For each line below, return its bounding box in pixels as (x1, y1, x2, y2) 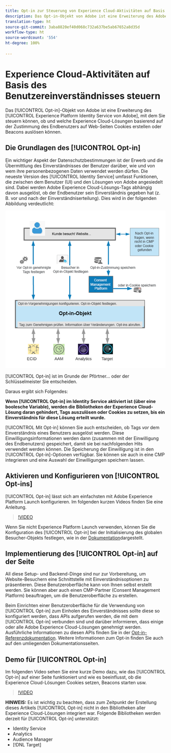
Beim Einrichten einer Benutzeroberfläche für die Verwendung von (5, 603, 145, 609)
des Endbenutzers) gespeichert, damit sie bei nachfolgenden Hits (5, 440, 143, 446)
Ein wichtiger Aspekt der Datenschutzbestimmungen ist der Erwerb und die (5, 157, 163, 163)
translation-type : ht (5, 19, 51, 24)
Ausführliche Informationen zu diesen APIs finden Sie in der (5, 630, 131, 636)
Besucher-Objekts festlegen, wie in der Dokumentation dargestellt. (5, 535, 144, 541)
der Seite (5, 557, 35, 566)
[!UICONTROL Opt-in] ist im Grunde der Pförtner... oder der (5, 373, 130, 379)
